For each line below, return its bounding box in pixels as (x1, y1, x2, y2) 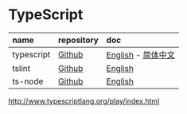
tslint (12, 62, 30, 73)
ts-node (12, 76, 44, 87)
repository (58, 34, 99, 45)
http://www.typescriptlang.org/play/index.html (8, 96, 160, 105)
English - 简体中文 (106, 49, 175, 61)
